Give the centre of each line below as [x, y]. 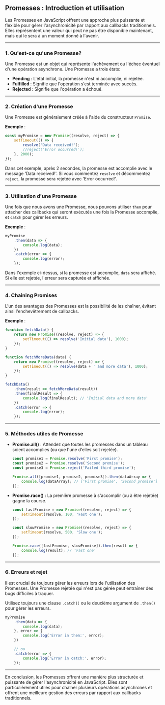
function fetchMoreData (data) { [38, 357]
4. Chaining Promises [31, 295]
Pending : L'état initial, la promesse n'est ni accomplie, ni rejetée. [78, 79]
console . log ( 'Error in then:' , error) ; [64, 635]
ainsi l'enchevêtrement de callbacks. [42, 311]
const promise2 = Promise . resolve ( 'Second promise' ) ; [69, 463]
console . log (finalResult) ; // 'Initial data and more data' [85, 398]
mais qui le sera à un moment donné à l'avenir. [52, 35]
